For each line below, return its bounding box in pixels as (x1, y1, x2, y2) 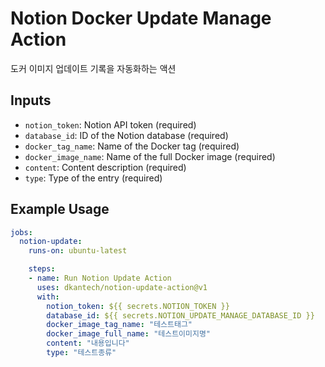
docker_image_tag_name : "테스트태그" (46, 320, 193, 330)
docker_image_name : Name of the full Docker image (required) (24, 150, 276, 162)
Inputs (10, 92, 52, 109)
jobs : (10, 227, 33, 237)
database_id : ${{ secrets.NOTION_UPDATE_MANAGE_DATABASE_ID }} (46, 310, 315, 321)
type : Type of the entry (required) (24, 172, 163, 184)
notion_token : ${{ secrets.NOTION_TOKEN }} (46, 301, 230, 311)
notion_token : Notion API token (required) (24, 118, 197, 131)
